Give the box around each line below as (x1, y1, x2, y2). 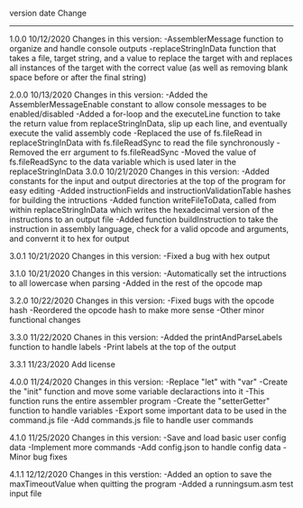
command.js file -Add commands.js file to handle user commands (9, 415, 254, 425)
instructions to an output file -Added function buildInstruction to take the (9, 214, 279, 225)
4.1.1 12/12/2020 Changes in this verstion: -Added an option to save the (9, 469, 272, 479)
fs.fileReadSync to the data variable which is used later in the (9, 157, 237, 167)
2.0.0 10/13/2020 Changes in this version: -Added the (9, 89, 208, 100)
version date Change (9, 8, 87, 18)
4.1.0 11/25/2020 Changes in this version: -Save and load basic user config (9, 432, 287, 443)
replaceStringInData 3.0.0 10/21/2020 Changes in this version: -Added (9, 166, 271, 177)
